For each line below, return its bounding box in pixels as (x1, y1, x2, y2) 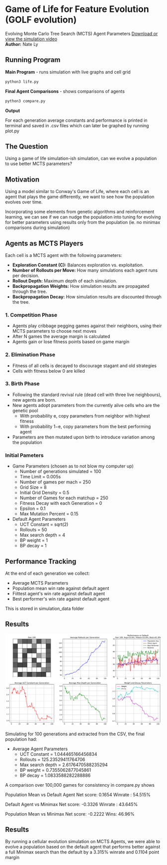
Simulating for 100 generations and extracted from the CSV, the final (5, 731, 145, 737)
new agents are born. (12, 397, 56, 403)
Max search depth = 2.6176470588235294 (19, 762, 108, 768)
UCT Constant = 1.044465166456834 (19, 751, 97, 757)
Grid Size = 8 (19, 484, 47, 490)
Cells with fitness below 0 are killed (12, 368, 85, 374)
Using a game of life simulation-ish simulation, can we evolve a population (5, 156, 157, 162)
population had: (5, 736, 37, 742)
